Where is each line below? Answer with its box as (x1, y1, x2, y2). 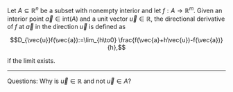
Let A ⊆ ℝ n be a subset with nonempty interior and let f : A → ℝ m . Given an (7, 6, 223, 15)
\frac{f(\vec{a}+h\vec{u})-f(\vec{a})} (118, 35, 223, 44)
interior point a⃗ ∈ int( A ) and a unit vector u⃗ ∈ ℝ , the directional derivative (7, 15, 225, 23)
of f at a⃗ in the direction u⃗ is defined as (7, 22, 126, 30)
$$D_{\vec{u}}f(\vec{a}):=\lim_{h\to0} (10, 35, 117, 44)
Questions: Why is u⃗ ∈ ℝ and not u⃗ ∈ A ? (7, 77, 132, 85)
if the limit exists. (7, 56, 55, 64)
